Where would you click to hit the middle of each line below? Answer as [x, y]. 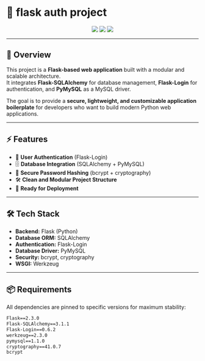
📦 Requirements [39, 289]
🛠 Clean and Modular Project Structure [66, 180]
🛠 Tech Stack [33, 213]
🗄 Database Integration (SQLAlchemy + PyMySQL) [80, 164]
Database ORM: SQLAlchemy [52, 238]
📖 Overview [29, 55]
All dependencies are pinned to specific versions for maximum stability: [96, 307]
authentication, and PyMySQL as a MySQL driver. [69, 89]
